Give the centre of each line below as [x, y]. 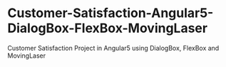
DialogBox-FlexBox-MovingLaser [108, 28]
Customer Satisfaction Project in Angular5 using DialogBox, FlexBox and [113, 48]
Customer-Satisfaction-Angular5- [111, 13]
